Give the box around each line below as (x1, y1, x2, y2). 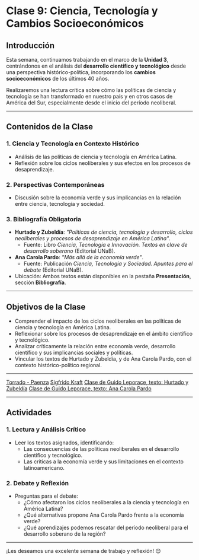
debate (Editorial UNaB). (23, 266, 84, 273)
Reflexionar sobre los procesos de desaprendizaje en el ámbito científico (14, 330, 193, 338)
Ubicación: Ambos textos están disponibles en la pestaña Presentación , (14, 273, 191, 280)
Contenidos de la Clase (6, 122, 94, 132)
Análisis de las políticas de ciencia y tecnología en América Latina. (14, 153, 177, 160)
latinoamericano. (23, 464, 65, 471)
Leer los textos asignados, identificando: (14, 439, 114, 446)
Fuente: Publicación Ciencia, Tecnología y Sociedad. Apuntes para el (23, 260, 193, 268)
